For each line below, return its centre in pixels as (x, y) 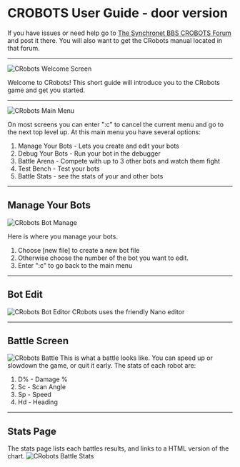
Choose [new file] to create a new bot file (79, 250)
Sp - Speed (35, 395)
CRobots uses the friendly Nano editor (128, 311)
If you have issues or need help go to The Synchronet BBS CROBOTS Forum (120, 33)
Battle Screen (38, 341)
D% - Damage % (42, 379)
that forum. (24, 48)
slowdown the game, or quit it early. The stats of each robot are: (102, 366)
